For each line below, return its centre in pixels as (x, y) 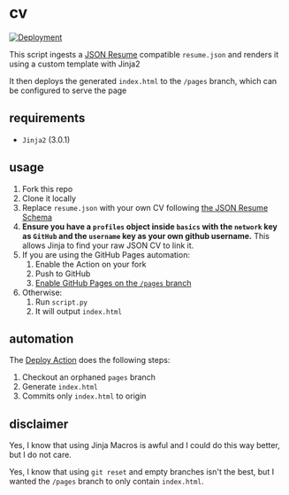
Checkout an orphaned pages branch (89, 377)
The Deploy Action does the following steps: (90, 360)
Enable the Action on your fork (91, 264)
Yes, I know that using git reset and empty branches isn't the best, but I (142, 472)
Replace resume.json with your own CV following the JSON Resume (145, 207)
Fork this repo (47, 189)
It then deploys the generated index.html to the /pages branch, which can (143, 81)
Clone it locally (49, 198)
